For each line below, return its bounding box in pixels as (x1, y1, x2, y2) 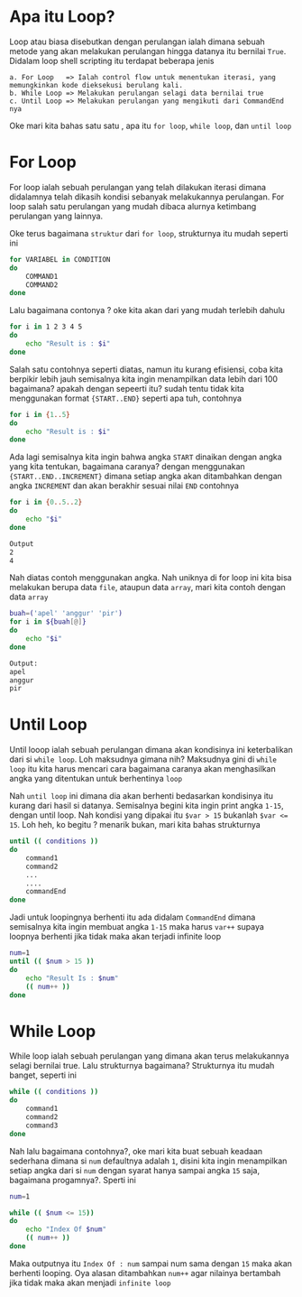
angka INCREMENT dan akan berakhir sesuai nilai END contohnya (9, 480, 239, 491)
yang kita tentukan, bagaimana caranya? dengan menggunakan (9, 461, 245, 472)
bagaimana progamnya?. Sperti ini (9, 1174, 137, 1185)
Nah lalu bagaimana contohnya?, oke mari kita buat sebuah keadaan (9, 1145, 263, 1156)
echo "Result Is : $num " (25, 973, 119, 983)
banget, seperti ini (9, 1070, 77, 1080)
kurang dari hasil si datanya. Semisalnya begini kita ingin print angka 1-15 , (9, 801, 284, 811)
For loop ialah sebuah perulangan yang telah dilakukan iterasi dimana (9, 181, 267, 192)
